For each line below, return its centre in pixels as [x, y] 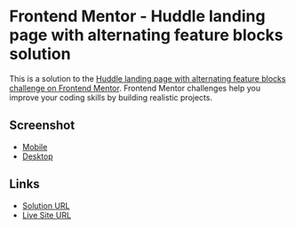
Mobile [35, 146]
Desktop [37, 156]
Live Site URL [47, 215]
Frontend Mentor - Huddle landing [137, 16]
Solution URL [46, 205]
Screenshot [42, 126]
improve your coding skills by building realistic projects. [111, 97]
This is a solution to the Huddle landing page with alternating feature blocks [147, 78]
